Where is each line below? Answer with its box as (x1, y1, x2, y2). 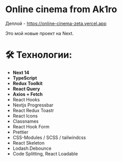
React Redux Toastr (12, 107, 55, 113)
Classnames (12, 118, 39, 124)
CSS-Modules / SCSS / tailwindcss (12, 134, 86, 141)
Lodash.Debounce (12, 145, 52, 151)
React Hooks (12, 96, 40, 102)
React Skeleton (12, 140, 45, 146)
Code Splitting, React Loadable (12, 150, 78, 156)
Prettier (12, 129, 29, 135)
